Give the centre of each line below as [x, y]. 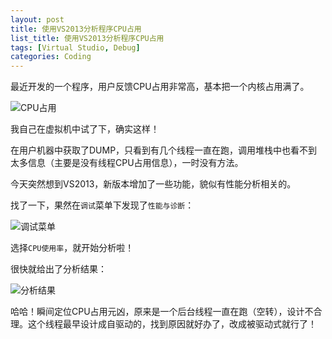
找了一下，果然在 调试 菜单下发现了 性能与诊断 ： [102, 205]
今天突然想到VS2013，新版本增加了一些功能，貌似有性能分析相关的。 [153, 184]
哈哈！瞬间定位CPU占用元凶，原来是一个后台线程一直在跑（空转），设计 [157, 312]
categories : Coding [51, 57]
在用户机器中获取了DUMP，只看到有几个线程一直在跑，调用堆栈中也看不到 [164, 150]
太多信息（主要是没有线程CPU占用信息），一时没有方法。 [127, 163]
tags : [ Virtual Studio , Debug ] [75, 47]
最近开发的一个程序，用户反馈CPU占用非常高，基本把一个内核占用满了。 [160, 87]
